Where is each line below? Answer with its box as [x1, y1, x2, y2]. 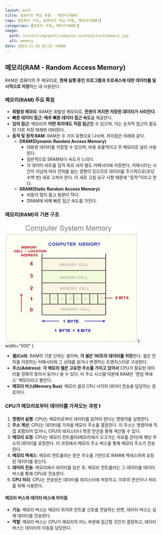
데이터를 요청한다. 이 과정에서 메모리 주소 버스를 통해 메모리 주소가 [21, 440, 147, 446]
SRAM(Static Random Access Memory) [19, 186, 100, 192]
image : [5, 28, 18, 33]
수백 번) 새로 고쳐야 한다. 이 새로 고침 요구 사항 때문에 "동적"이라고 [26, 174, 152, 180]
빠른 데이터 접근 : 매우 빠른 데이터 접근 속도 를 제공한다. [12, 115, 113, 120]
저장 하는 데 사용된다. [21, 83, 60, 89]
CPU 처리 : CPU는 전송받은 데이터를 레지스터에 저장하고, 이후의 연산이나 [12, 477, 147, 483]
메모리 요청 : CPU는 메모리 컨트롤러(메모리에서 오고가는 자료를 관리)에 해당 [12, 435, 152, 440]
